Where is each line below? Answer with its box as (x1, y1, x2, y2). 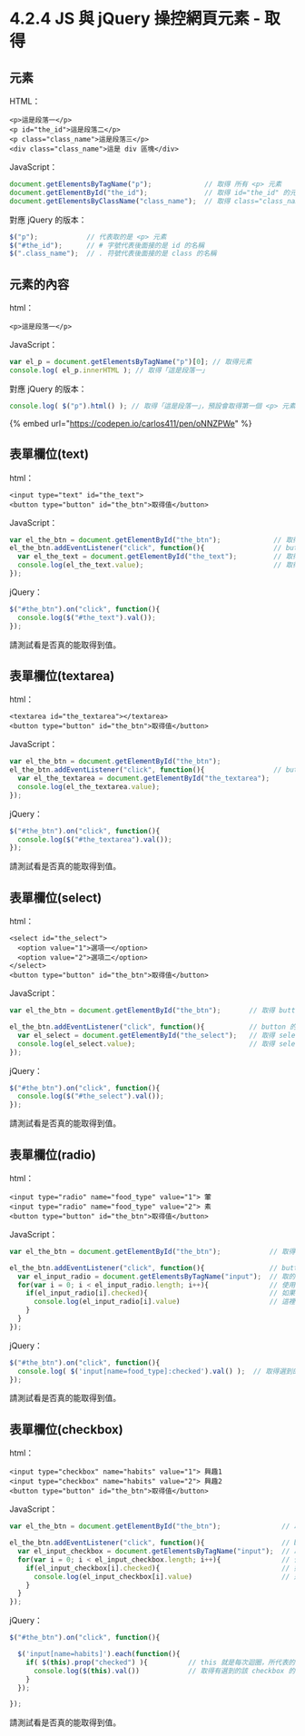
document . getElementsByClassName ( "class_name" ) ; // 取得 (9, 196, 231, 205)
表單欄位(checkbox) (9, 1422, 124, 1437)
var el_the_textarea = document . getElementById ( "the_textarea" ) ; (17, 774, 271, 784)
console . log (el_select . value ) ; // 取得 (17, 1039, 275, 1049)
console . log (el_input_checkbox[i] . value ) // (33, 1572, 290, 1581)
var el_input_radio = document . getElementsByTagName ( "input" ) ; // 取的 (17, 1272, 296, 1281)
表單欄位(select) (9, 890, 103, 905)
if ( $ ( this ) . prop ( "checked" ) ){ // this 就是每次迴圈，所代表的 (25, 1658, 296, 1667)
